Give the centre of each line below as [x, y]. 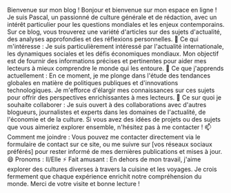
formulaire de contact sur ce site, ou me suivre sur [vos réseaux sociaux [110, 144]
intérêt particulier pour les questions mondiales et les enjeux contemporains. [116, 24]
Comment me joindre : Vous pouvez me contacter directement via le [104, 137]
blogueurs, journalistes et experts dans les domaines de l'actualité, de [107, 112]
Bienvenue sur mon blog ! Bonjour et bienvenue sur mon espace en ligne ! [112, 10]
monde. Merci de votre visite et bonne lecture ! [73, 184]
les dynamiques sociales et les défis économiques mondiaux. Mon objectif [113, 54]
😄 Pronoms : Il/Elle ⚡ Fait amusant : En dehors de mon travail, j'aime [104, 159]
